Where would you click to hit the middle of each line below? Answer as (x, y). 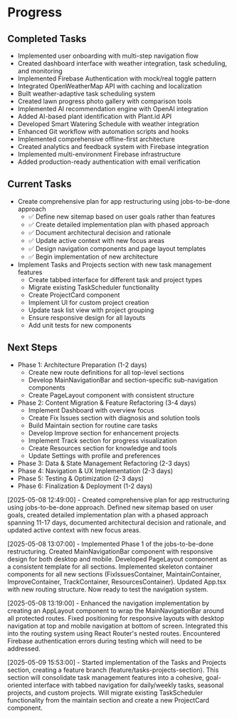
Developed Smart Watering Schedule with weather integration (108, 124)
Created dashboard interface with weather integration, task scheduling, (122, 63)
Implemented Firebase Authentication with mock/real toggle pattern (117, 78)
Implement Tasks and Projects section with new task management (115, 264)
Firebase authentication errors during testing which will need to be (105, 641)
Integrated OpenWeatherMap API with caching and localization (110, 86)
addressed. (24, 648)
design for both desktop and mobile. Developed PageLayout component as (117, 559)
